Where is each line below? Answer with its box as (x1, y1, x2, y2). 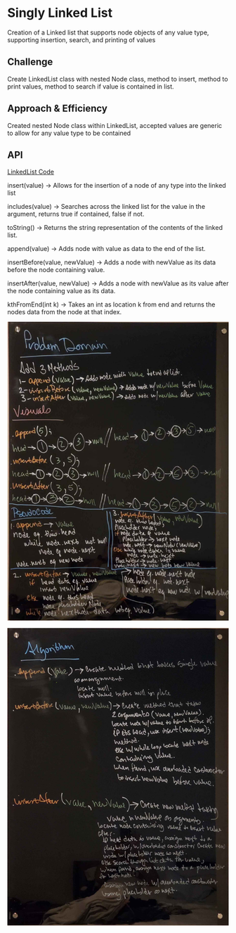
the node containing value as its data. (7, 287, 116, 295)
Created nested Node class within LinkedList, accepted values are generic (7, 121, 223, 129)
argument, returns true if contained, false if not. (7, 210, 145, 219)
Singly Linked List (7, 5, 113, 21)
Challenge (7, 56, 53, 68)
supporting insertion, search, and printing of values (7, 35, 156, 44)
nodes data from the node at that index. (7, 308, 122, 316)
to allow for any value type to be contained (7, 129, 131, 137)
